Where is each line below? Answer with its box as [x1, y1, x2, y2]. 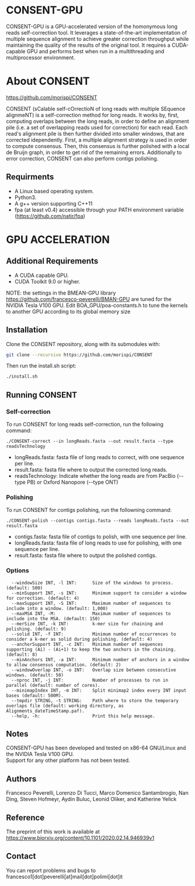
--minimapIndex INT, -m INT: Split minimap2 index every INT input [11, 687, 187, 693]
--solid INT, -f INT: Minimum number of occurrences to [11, 631, 176, 637]
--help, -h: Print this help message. [11, 713, 156, 719]
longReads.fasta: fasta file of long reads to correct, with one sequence [14, 453, 184, 460]
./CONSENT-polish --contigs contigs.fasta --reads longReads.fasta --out [6, 518, 190, 524]
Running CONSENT [6, 390, 78, 400]
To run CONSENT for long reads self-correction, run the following [6, 420, 163, 427]
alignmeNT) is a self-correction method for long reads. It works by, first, [6, 111, 179, 118]
